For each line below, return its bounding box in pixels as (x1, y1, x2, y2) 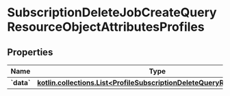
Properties (7, 46, 53, 58)
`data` (10, 78, 31, 87)
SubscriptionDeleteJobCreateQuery (7, 5, 217, 20)
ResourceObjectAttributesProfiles (7, 19, 205, 35)
